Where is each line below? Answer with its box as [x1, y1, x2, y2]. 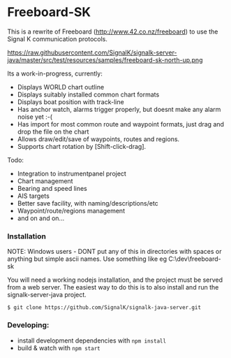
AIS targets [17, 192, 50, 200]
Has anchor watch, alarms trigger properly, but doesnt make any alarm [17, 105, 221, 113]
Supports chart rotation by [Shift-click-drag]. [17, 142, 147, 150]
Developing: [7, 320, 50, 330]
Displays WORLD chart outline [17, 83, 105, 91]
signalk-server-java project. [7, 291, 87, 299]
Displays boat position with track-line [17, 97, 124, 106]
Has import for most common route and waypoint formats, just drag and [17, 120, 225, 128]
